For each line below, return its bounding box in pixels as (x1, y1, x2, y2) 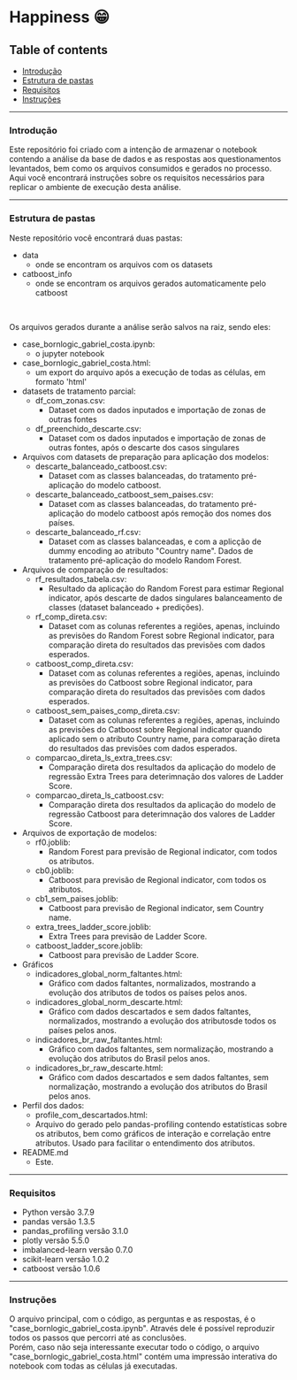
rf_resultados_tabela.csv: (34, 573, 127, 584)
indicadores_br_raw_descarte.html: (34, 1062, 164, 1073)
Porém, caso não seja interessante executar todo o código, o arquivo (9, 1342, 260, 1353)
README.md (21, 1146, 69, 1157)
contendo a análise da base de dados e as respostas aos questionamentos (9, 154, 281, 165)
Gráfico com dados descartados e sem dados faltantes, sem (48, 1071, 270, 1082)
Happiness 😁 (9, 7, 110, 27)
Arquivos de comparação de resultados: (21, 564, 169, 575)
